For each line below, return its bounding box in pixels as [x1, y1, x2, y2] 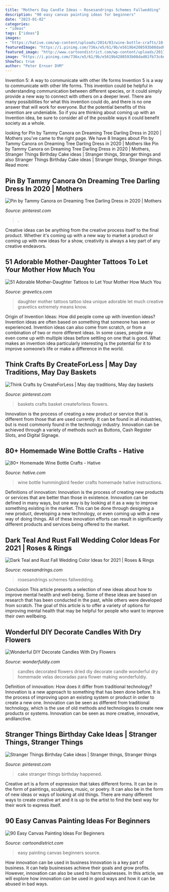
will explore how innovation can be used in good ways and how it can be [5, 875, 155, 881]
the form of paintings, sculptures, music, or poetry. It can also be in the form [5, 786, 163, 792]
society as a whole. [5, 120, 45, 126]
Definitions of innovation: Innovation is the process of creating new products [5, 489, 164, 495]
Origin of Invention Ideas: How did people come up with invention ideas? [5, 313, 156, 320]
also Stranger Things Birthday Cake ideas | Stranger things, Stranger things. [5, 157, 163, 163]
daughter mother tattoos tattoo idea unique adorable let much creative [17, 298, 163, 305]
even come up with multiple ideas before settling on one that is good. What [5, 335, 161, 341]
